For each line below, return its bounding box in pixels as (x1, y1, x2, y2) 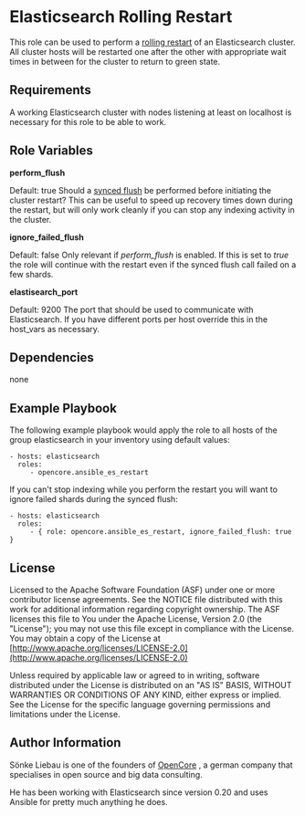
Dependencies (9, 350, 94, 365)
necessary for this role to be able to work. (9, 116, 167, 127)
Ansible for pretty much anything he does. (9, 796, 168, 807)
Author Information (9, 735, 121, 750)
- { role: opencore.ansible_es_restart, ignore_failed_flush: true (29, 528, 292, 537)
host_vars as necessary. (9, 323, 100, 334)
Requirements (9, 82, 91, 98)
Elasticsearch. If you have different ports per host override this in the (9, 313, 268, 325)
